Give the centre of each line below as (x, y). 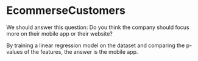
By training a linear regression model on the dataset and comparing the (96, 45)
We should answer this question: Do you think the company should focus (98, 27)
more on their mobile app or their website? (59, 33)
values (15, 51)
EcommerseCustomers (66, 11)
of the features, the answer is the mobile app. (81, 51)
